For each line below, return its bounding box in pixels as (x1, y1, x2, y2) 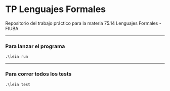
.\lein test (5, 82, 30, 87)
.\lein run (5, 54, 28, 59)
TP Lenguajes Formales (5, 4, 106, 15)
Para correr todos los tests (5, 70, 72, 77)
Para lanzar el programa (5, 43, 65, 50)
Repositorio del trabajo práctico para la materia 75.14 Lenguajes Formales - (5, 20, 162, 26)
